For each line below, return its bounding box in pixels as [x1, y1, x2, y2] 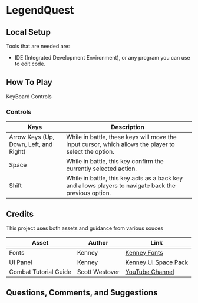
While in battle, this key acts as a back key [66, 174, 183, 183]
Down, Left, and [9, 140, 53, 149]
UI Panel [9, 258, 32, 266]
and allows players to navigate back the [66, 182, 176, 190]
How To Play [6, 77, 53, 87]
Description [111, 123, 144, 131]
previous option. [66, 189, 111, 197]
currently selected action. [66, 164, 137, 173]
